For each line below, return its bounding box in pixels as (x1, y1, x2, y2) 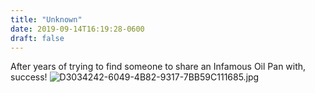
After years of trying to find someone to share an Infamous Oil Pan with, (10, 61, 307, 73)
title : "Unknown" (10, 14, 83, 25)
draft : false (10, 33, 65, 43)
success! (10, 71, 48, 83)
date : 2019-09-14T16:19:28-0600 (10, 24, 145, 34)
